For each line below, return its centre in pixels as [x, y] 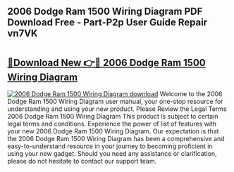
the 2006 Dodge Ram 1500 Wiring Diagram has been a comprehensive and [116, 139]
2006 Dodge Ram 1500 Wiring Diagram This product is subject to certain [113, 116]
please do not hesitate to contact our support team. [82, 161]
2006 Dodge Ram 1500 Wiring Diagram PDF [105, 12]
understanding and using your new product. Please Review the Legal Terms [117, 109]
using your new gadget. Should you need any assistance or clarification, [112, 153]
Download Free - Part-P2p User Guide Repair [107, 23]
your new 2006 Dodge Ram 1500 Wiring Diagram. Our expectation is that [113, 131]
